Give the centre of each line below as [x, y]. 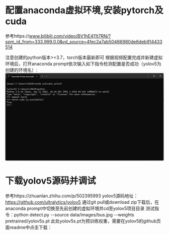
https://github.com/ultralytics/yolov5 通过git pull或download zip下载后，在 [82, 202]
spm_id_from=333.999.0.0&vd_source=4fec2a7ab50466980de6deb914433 [84, 41]
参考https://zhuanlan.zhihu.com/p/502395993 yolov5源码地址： [72, 196]
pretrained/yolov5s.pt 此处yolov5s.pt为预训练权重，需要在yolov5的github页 [83, 221]
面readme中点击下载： [29, 227]
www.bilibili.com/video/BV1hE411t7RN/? [70, 36]
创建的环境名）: [21, 70]
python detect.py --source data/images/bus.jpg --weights [74, 214]
